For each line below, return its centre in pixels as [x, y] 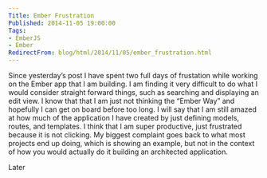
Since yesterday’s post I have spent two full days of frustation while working [133, 75]
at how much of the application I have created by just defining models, [124, 118]
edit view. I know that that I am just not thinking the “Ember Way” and [122, 101]
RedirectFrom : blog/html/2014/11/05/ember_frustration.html [110, 53]
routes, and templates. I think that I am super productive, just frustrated [125, 126]
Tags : [17, 30]
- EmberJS [25, 38]
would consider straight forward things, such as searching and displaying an [133, 92]
